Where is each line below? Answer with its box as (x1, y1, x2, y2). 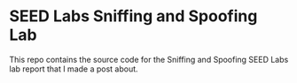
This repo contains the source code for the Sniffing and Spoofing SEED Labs (9, 54, 289, 64)
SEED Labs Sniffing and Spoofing (9, 6, 258, 26)
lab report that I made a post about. (9, 64, 139, 74)
